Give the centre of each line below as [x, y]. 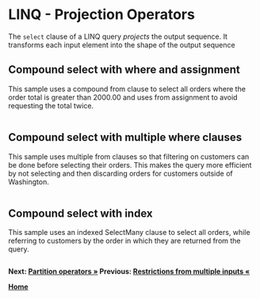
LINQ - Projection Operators [102, 15]
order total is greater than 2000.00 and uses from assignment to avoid [123, 97]
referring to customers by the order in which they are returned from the [124, 241]
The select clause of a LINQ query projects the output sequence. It [118, 36]
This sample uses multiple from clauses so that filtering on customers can [129, 157]
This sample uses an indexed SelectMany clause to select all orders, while [130, 233]
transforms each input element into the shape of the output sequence [122, 44]
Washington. [29, 182]
